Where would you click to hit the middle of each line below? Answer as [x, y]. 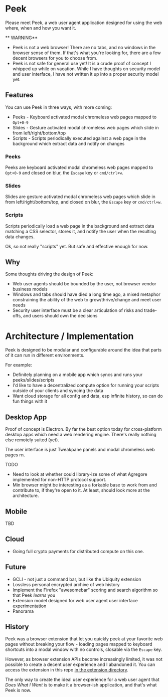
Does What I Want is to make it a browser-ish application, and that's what [81, 685]
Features [19, 95]
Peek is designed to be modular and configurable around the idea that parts [83, 350]
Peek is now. [18, 690]
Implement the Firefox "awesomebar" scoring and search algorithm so [85, 590]
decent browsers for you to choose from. [55, 58]
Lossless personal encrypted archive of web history [66, 584]
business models [30, 289]
